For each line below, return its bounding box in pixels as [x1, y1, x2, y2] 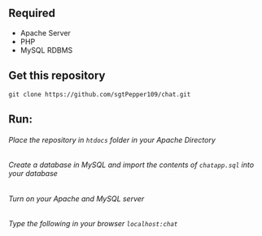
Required [8, 6, 55, 20]
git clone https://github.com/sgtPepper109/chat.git [8, 90, 191, 98]
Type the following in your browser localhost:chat [8, 219, 178, 229]
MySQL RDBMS [20, 45, 73, 55]
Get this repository [8, 69, 106, 83]
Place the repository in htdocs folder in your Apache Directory [8, 135, 216, 144]
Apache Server [20, 28, 72, 37]
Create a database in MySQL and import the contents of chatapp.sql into [8, 160, 255, 169]
